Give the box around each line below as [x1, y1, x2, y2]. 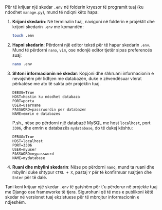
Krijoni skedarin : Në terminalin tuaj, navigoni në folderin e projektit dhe [12, 19, 155, 24]
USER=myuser [12, 147, 36, 152]
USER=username [12, 103, 41, 108]
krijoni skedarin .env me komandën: [12, 24, 84, 30]
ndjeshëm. [5, 199, 26, 205]
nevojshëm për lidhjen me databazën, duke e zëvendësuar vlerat [12, 75, 142, 81]
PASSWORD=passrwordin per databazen [12, 107, 87, 112]
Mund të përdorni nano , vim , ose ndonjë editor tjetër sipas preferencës [12, 47, 152, 53]
